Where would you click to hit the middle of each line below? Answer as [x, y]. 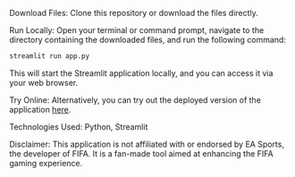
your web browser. [44, 82]
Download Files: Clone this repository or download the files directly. [134, 13]
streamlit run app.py [50, 56]
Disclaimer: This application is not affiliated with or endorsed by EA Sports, [147, 144]
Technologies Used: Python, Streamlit [79, 126]
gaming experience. [46, 163]
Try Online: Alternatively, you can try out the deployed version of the [135, 100]
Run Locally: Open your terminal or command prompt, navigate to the [137, 30]
